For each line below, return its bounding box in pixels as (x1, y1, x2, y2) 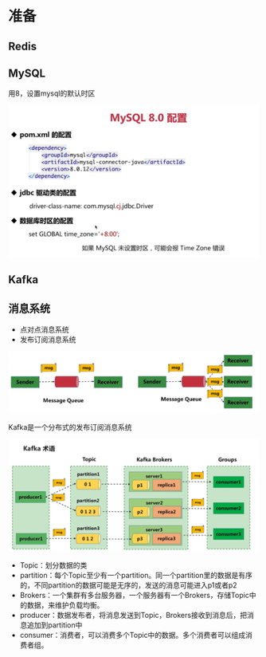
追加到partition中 (26, 620, 83, 630)
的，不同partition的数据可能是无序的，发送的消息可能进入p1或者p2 (19, 580, 237, 590)
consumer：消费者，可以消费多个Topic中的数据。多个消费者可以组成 (19, 631, 246, 640)
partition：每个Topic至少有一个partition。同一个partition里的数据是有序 (19, 571, 253, 580)
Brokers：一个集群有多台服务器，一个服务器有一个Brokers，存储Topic (19, 591, 249, 600)
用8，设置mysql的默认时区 (8, 89, 96, 98)
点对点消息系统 (19, 325, 69, 334)
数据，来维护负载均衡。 (26, 600, 104, 610)
